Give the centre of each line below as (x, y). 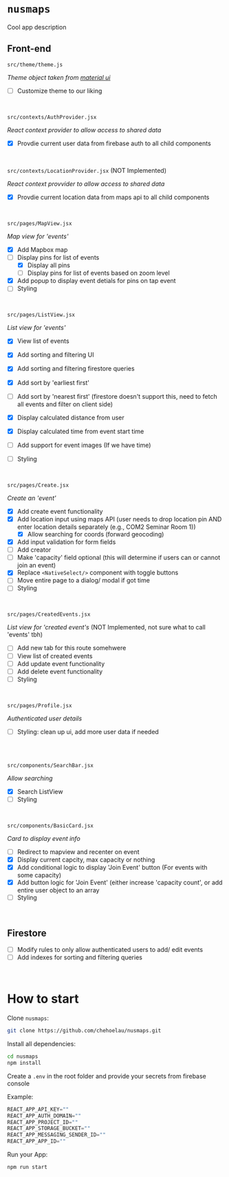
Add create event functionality (60, 511)
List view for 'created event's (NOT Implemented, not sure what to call (107, 627)
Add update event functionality (61, 663)
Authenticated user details (45, 718)
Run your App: (28, 1154)
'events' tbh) (25, 635)
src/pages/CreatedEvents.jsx (49, 615)
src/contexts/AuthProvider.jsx (52, 117)
